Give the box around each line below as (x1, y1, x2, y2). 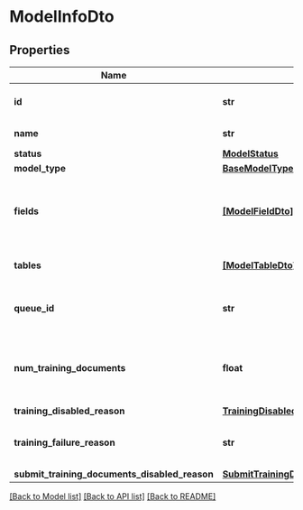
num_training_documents (14, 362, 126, 374)
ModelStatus (222, 147, 280, 160)
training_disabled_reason (14, 404, 125, 417)
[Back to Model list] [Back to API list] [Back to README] (9, 491, 216, 502)
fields (14, 205, 39, 218)
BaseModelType (222, 162, 294, 174)
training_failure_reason (14, 436, 115, 449)
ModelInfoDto (9, 6, 115, 27)
